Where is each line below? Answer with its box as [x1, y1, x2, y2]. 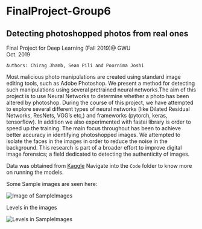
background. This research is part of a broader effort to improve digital [6, 144, 182, 151]
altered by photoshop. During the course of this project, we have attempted [6, 99, 194, 106]
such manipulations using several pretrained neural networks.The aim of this [6, 86, 197, 93]
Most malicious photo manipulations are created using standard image [6, 73, 181, 80]
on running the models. [6, 168, 65, 176]
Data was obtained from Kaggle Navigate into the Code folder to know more [6, 162, 192, 169]
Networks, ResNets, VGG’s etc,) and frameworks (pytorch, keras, [6, 112, 168, 119]
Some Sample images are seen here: [6, 181, 98, 187]
